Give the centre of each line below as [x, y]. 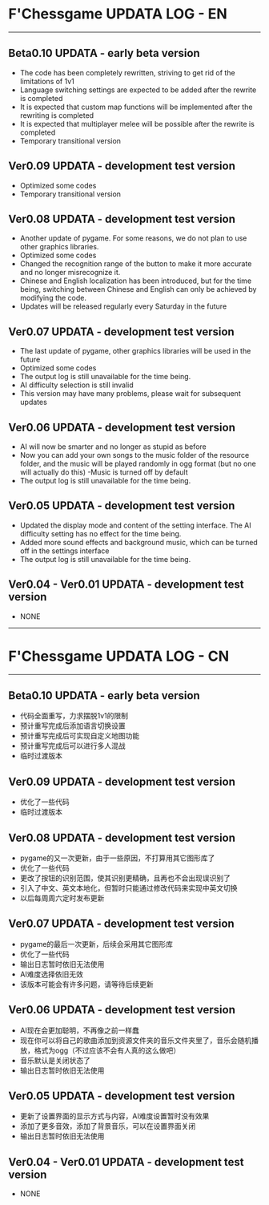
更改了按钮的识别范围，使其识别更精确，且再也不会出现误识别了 [125, 878]
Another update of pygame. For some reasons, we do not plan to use [133, 238]
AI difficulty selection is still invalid [76, 385]
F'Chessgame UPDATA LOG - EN [118, 14]
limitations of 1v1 [47, 81]
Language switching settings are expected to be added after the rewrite [138, 90]
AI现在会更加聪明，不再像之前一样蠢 [80, 1030]
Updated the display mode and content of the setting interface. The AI [136, 525]
